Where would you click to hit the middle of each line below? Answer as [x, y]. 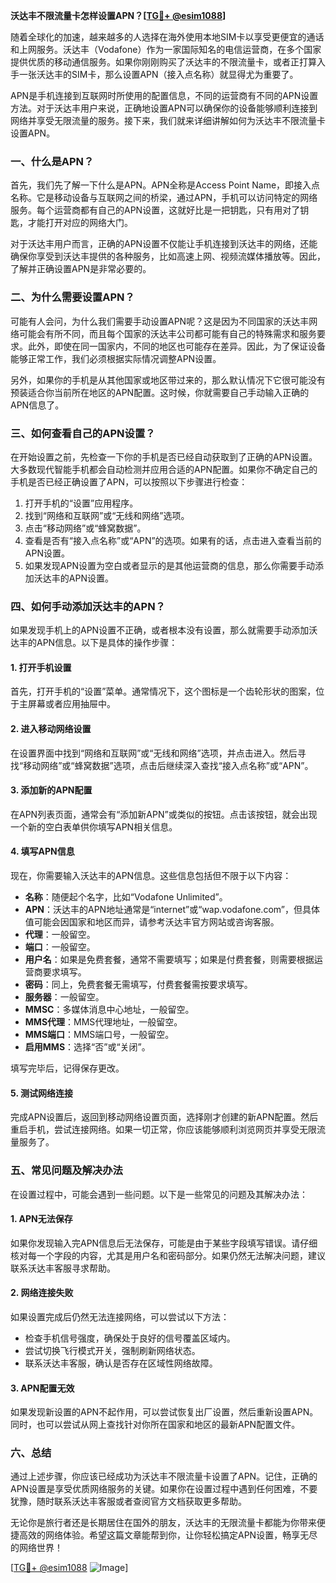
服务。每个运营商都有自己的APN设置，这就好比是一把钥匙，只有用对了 [155, 210]
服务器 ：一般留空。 [64, 997]
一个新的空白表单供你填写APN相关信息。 [94, 826]
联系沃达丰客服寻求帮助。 [63, 1268]
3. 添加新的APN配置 [51, 790]
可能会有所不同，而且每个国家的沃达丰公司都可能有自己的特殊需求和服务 [167, 333]
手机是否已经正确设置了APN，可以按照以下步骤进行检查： [129, 481]
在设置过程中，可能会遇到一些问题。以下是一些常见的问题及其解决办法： [159, 1194]
